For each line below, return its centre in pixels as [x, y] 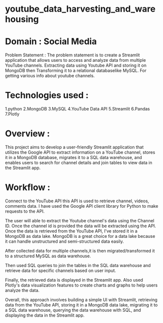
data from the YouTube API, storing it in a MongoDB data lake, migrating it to [81, 305]
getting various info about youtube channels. [50, 76]
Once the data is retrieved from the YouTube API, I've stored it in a [71, 231]
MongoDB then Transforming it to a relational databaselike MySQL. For [76, 71]
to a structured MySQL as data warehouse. [48, 256]
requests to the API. [25, 211]
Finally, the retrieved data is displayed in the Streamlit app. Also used [74, 280]
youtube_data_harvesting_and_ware [80, 9]
